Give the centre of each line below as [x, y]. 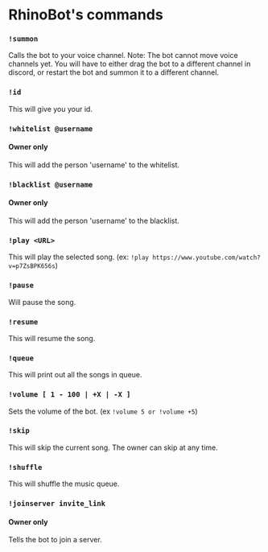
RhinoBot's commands [86, 15]
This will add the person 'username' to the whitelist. [94, 165]
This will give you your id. [50, 109]
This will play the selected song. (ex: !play [79, 257]
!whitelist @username [51, 129]
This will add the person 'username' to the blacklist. [94, 221]
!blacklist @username [51, 184]
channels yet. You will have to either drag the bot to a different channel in [130, 64]
